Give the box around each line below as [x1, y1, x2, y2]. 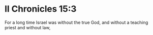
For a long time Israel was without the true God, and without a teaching [4, 19, 149, 25]
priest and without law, [4, 24, 51, 30]
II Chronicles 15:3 [4, 3, 77, 15]
